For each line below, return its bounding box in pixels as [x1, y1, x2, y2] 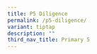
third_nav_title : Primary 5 [7, 36, 91, 43]
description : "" [7, 29, 55, 37]
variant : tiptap [7, 23, 55, 30]
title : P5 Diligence [7, 10, 69, 18]
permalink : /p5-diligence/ [7, 17, 87, 24]
